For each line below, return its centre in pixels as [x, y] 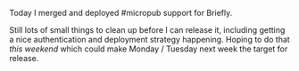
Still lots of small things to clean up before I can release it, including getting [147, 30]
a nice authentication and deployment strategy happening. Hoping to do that [149, 39]
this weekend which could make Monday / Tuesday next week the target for [149, 49]
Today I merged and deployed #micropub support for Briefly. [121, 13]
